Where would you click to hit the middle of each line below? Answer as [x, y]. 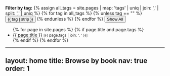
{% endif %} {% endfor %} [40, 40]
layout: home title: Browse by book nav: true [76, 61]
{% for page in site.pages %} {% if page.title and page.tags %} [78, 29]
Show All [115, 19]
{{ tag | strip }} [20, 19]
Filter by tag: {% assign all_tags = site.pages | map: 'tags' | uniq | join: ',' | [82, 8]
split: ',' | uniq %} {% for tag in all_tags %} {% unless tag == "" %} [74, 13]
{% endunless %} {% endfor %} [70, 19]
